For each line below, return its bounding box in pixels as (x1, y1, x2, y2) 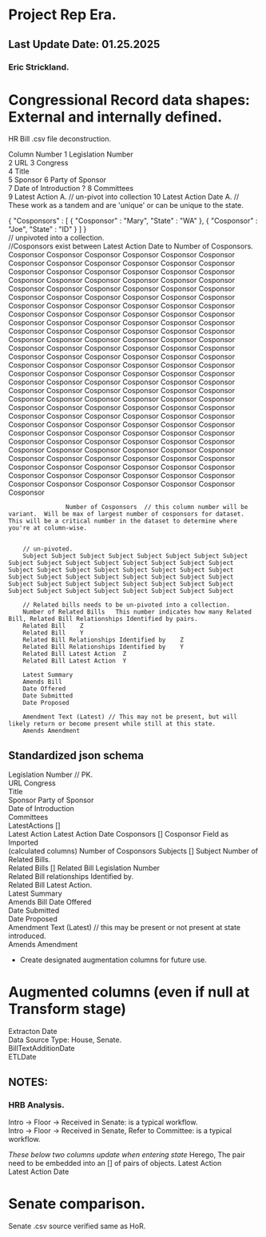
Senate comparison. (8, 1195, 146, 1213)
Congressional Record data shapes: (8, 90, 250, 109)
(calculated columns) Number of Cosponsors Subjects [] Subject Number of (8, 846, 259, 856)
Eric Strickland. (8, 62, 69, 73)
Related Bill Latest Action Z (22, 650, 127, 658)
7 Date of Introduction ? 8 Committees (8, 184, 134, 193)
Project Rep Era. (8, 6, 117, 24)
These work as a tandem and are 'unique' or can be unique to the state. (8, 201, 244, 210)
